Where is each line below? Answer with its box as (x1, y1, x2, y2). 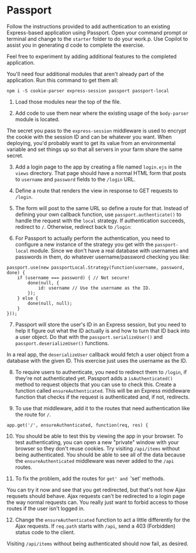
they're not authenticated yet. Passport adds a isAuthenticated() (15, 375, 173, 382)
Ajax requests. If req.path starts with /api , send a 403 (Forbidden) (15, 522, 176, 530)
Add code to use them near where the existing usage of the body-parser (15, 109, 189, 116)
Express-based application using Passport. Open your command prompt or (6, 29, 188, 36)
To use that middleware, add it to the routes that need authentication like (15, 404, 190, 411)
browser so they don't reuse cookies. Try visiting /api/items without (15, 445, 180, 452)
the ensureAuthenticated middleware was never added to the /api (15, 457, 174, 464)
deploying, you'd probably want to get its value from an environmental (6, 139, 176, 146)
